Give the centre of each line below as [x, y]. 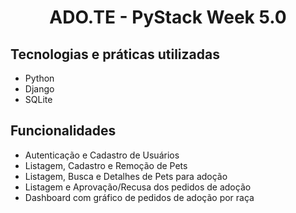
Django [39, 89]
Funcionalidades [63, 131]
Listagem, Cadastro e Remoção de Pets [106, 165]
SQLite [38, 99]
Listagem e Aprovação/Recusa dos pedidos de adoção [138, 187]
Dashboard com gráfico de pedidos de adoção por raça [139, 197]
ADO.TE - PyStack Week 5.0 [168, 17]
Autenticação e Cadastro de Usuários [102, 155]
